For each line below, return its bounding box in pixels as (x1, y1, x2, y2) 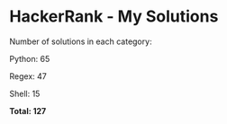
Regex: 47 (9, 70, 47, 82)
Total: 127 (9, 105, 47, 116)
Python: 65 (9, 53, 50, 64)
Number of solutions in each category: (9, 36, 152, 47)
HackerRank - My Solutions (9, 6, 219, 27)
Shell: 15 (9, 88, 41, 99)
